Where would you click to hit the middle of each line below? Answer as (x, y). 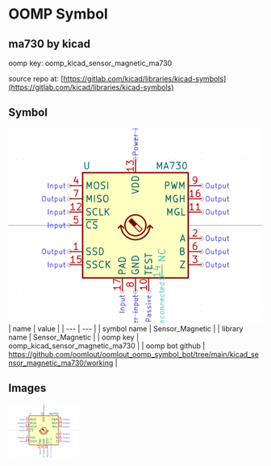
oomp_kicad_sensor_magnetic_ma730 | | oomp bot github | (107, 346)
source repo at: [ (36, 79)
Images (27, 388)
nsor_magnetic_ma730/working (61, 363)
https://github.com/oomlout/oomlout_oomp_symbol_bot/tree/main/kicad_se (134, 355)
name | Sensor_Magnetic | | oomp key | (74, 337)
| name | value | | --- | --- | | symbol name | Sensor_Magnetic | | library (126, 329)
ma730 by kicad (50, 44)
